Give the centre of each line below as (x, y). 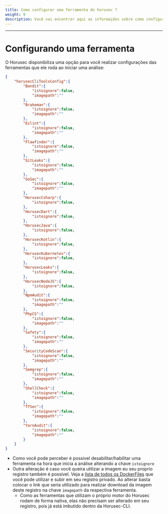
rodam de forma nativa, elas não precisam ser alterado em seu (84, 501)
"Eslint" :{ (34, 123)
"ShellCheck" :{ (39, 388)
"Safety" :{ (34, 332)
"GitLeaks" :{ (37, 160)
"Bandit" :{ (34, 86)
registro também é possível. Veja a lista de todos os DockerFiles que (83, 474)
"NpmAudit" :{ (37, 295)
